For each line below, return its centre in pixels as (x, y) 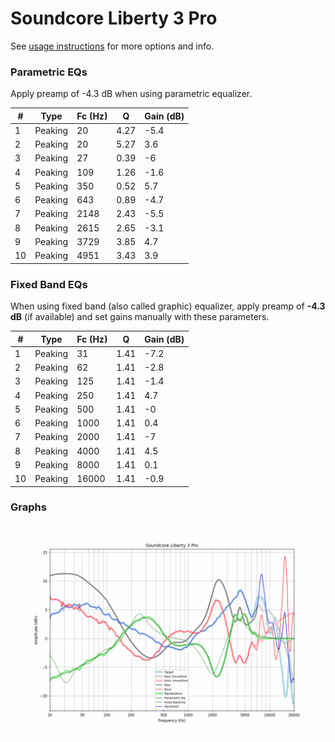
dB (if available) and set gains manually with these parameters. (140, 317)
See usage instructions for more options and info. (112, 46)
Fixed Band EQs (49, 284)
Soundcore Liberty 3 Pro (114, 18)
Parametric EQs (49, 72)
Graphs (28, 507)
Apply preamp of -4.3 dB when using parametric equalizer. (131, 94)
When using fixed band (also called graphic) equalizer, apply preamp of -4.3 (168, 306)
